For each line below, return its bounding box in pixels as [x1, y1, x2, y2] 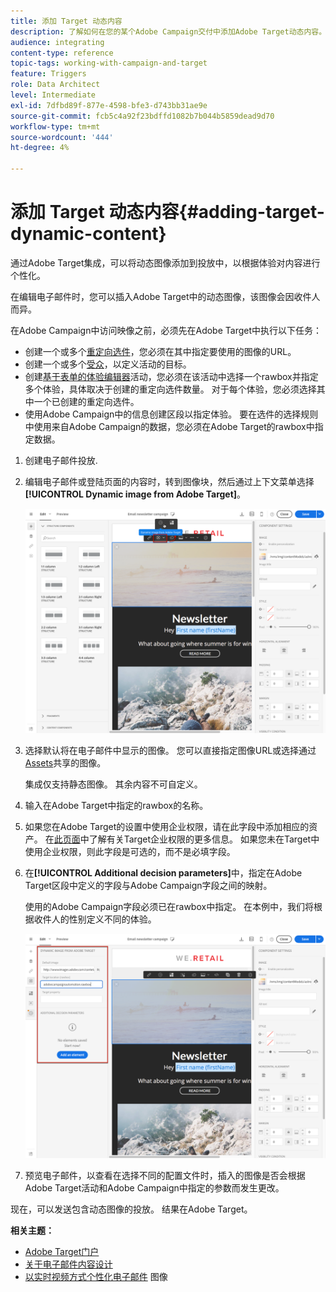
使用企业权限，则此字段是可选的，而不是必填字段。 [24, 846, 236, 858]
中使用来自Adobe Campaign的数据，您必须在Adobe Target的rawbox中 [24, 420, 315, 432]
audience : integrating [10, 37, 105, 47]
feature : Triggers [10, 69, 87, 79]
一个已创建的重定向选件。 [33, 395, 140, 407]
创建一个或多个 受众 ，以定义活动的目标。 [24, 358, 192, 370]
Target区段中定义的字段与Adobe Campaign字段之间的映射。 [24, 880, 273, 892]
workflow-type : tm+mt [10, 121, 101, 132]
